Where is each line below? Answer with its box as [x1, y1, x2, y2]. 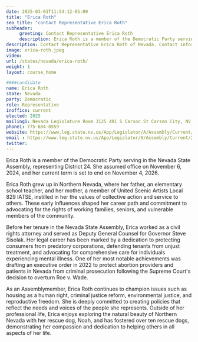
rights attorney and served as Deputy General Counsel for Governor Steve [6, 230, 186, 237]
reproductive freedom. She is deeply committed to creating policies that [6, 298, 181, 305]
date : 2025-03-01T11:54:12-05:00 [6, 8, 88, 15]
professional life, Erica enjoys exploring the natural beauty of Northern [6, 310, 177, 317]
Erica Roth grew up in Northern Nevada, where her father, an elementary [6, 180, 183, 188]
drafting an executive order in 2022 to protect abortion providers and [6, 261, 174, 268]
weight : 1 [6, 63, 31, 70]
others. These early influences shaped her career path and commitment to [6, 199, 187, 207]
